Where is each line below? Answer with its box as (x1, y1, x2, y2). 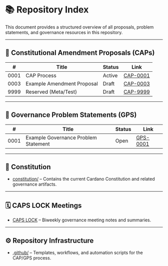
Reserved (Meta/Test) (25, 88, 77, 95)
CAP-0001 (123, 72, 150, 79)
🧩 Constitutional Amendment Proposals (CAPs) (5, 49, 155, 57)
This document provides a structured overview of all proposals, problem (5, 24, 154, 30)
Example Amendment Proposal (25, 80, 98, 87)
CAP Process (25, 72, 56, 79)
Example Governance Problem (25, 134, 97, 141)
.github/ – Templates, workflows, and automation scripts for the (12, 249, 143, 255)
